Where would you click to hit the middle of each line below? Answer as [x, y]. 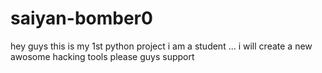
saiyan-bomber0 [81, 18]
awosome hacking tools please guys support [102, 56]
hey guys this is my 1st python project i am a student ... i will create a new [161, 46]
